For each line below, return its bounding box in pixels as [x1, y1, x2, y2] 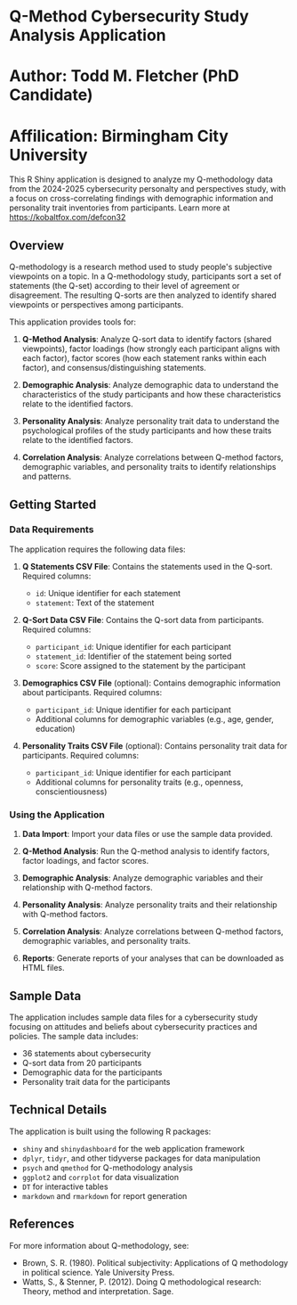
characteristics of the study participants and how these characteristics [21, 390, 282, 400]
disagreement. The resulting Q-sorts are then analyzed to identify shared [9, 290, 277, 300]
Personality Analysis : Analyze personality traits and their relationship [21, 899, 277, 910]
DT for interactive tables [21, 1181, 108, 1192]
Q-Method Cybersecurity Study [9, 6, 249, 27]
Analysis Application [9, 25, 166, 45]
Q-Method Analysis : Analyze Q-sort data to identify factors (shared [21, 334, 272, 345]
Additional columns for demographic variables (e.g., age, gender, [35, 713, 274, 724]
